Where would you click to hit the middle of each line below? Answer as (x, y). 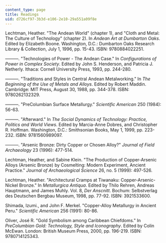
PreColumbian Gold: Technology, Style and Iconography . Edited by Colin (80, 226)
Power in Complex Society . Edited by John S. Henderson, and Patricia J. (79, 64)
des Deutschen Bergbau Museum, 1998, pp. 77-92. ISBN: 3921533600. (78, 196)
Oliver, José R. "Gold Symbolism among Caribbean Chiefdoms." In (73, 221)
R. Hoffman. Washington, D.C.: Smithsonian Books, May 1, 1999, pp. (74, 130)
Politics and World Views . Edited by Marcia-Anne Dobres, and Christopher (82, 124)
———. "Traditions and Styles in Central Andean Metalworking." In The (78, 79)
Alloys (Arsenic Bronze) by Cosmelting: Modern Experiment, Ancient (75, 165)
